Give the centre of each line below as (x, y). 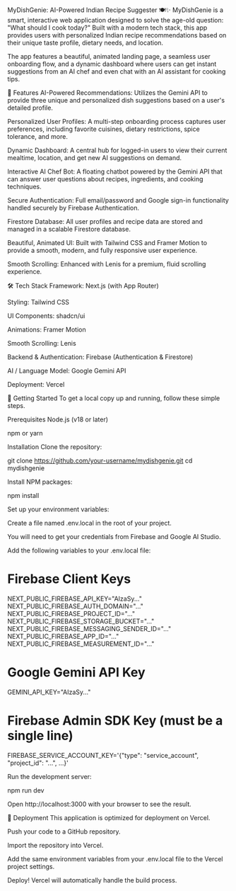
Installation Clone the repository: (55, 447)
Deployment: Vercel (36, 384)
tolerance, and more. (38, 136)
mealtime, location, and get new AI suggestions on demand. (95, 158)
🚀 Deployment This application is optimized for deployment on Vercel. (109, 817)
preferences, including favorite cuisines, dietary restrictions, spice (104, 129)
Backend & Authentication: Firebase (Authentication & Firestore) (100, 357)
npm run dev (26, 790)
